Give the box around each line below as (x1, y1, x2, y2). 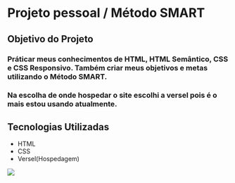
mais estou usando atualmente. (7, 99, 118, 109)
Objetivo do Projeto (7, 33, 94, 45)
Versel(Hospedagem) (17, 155, 80, 163)
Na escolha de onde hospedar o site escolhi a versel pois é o (7, 90, 217, 100)
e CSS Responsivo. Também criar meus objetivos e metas (7, 63, 208, 72)
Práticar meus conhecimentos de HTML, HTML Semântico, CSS (7, 54, 229, 64)
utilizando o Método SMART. (7, 72, 108, 82)
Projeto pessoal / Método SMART (7, 5, 205, 21)
